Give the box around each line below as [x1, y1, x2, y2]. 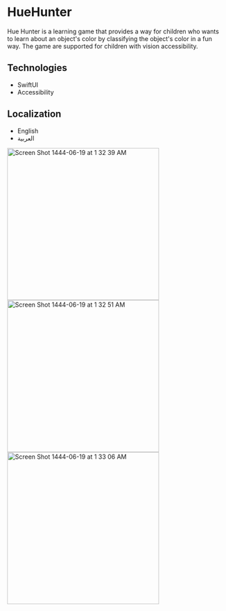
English [17, 127, 39, 135]
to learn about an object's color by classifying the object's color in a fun [7, 34, 213, 42]
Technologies [7, 62, 68, 74]
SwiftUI [17, 81, 39, 89]
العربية [17, 133, 35, 142]
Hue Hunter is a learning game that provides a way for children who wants [7, 27, 220, 35]
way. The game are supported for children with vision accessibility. [7, 42, 199, 50]
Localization [7, 108, 62, 120]
